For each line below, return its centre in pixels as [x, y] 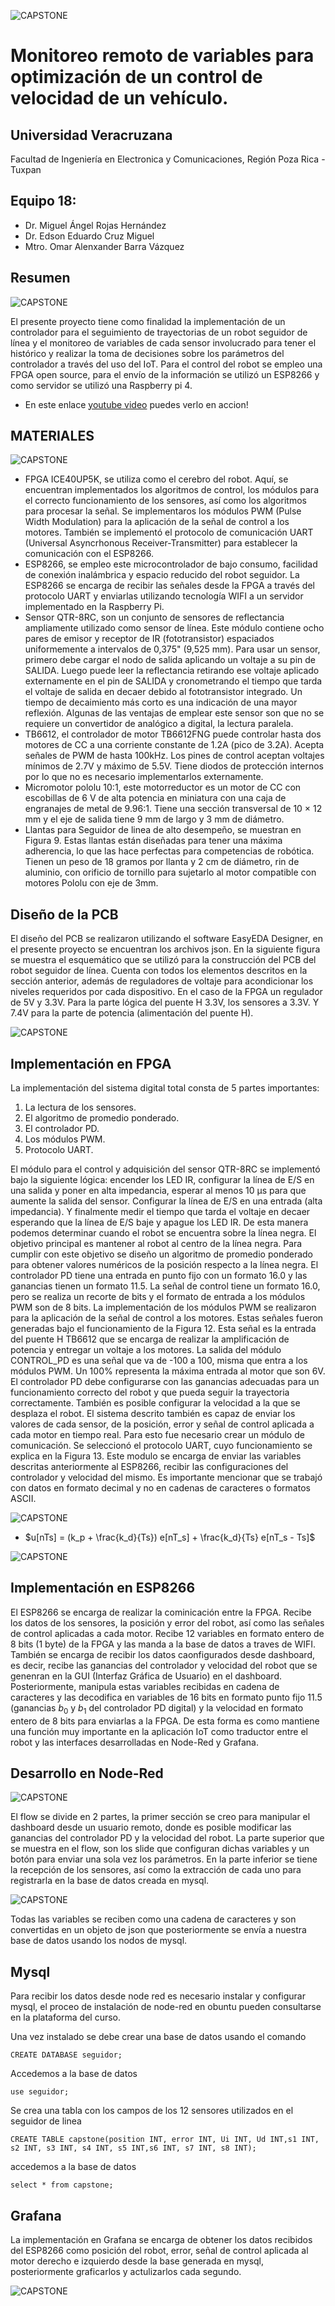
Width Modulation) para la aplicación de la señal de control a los [157, 522]
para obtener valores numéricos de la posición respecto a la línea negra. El [164, 1265]
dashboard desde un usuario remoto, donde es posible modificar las [151, 1827]
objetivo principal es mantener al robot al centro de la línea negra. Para [156, 1244]
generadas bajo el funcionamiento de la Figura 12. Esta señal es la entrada [163, 1329]
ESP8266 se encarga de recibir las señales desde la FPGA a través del [169, 586]
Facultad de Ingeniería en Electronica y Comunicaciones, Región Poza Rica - [168, 159]
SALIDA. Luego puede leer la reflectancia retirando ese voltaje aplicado [172, 671]
